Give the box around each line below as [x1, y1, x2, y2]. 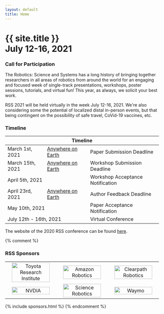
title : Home [5, 12, 29, 17]
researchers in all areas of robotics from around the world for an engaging [5, 77, 154, 83]
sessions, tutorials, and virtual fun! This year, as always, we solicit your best [5, 87, 158, 93]
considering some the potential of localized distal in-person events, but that [5, 107, 157, 113]
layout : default [5, 7, 38, 12]
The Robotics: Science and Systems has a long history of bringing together [5, 71, 156, 77]
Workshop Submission [90, 159, 142, 166]
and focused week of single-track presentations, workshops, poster [5, 82, 142, 88]
